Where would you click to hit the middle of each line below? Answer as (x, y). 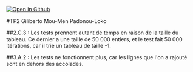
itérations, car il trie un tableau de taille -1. (59, 46)
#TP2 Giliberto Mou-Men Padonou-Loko (56, 21)
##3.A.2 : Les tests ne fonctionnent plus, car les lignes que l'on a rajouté (97, 57)
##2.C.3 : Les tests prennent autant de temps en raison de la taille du (93, 33)
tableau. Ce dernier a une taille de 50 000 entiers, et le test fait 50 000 (95, 39)
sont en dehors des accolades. (45, 64)
